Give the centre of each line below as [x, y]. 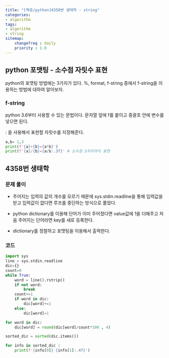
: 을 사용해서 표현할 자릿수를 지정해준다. [45, 132]
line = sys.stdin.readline [34, 261]
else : [20, 308]
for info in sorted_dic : [33, 346]
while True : [18, 275]
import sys [17, 256]
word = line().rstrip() [40, 280]
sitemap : [15, 39]
